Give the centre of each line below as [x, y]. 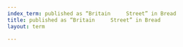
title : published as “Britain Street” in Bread [84, 20]
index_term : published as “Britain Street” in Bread [92, 13]
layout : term [26, 26]
